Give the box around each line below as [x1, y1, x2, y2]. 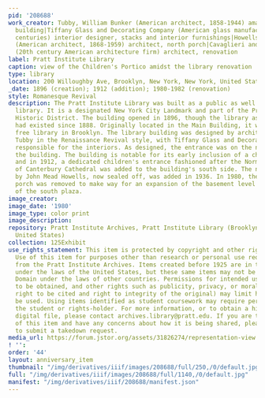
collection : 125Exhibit [8, 239, 87, 247]
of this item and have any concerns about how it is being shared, [15, 319, 242, 327]
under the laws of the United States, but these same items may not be [15, 268, 256, 276]
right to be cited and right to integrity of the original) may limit [15, 290, 252, 298]
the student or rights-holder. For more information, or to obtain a [15, 304, 248, 312]
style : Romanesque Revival [8, 92, 97, 100]
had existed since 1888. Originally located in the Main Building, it [15, 121, 252, 129]
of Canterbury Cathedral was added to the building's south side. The [15, 166, 252, 173]
